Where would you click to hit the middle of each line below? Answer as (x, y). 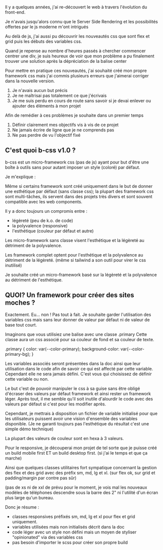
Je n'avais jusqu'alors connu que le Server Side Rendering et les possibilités (81, 22)
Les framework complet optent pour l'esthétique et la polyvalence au (74, 255)
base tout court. (21, 325)
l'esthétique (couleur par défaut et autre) (53, 231)
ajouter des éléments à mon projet (46, 106)
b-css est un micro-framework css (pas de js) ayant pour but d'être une (77, 162)
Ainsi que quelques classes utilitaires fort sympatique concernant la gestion (81, 467)
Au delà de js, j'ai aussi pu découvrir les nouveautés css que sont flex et (77, 36)
